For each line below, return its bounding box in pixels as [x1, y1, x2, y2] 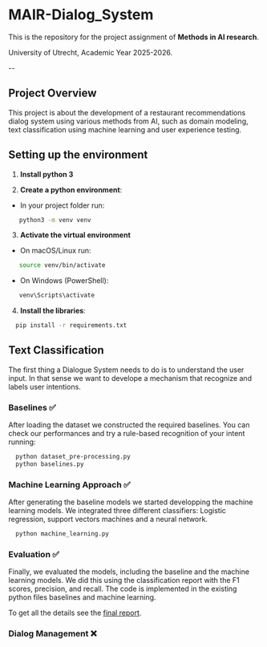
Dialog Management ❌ [8, 628, 98, 639]
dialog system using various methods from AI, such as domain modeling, [8, 116, 249, 126]
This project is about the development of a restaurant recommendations [8, 107, 246, 117]
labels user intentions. [8, 382, 82, 391]
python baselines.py [15, 460, 84, 468]
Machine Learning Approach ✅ [8, 479, 131, 490]
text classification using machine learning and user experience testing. [8, 124, 242, 134]
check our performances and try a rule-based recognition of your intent [8, 429, 245, 439]
